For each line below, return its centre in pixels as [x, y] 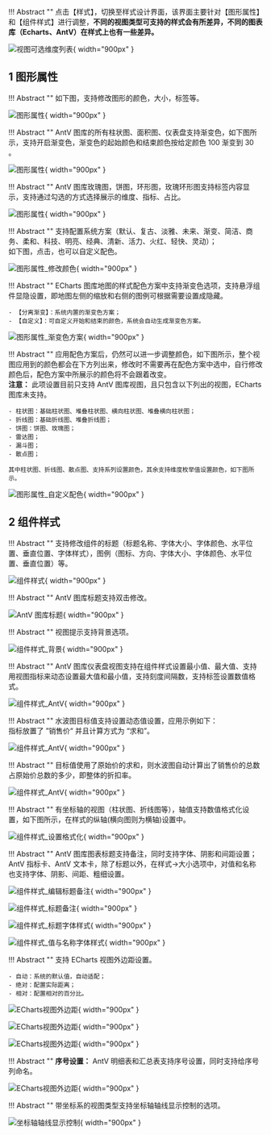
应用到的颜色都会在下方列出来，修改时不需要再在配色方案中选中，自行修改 [139, 364]
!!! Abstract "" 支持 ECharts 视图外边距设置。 [82, 959]
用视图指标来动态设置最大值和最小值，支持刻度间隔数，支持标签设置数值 [128, 676]
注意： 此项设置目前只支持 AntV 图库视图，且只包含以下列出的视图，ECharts [135, 384]
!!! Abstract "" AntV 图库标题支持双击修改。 [80, 597]
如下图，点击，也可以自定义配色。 [65, 251]
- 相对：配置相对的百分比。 [48, 993]
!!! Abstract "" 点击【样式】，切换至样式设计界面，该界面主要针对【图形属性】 [134, 12]
